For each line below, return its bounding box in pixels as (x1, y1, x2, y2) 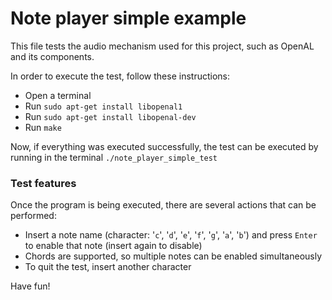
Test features (10, 176, 77, 190)
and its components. (10, 50, 95, 62)
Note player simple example (10, 7, 247, 30)
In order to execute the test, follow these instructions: (10, 70, 231, 82)
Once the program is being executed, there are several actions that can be (10, 199, 317, 211)
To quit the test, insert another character (24, 261, 192, 273)
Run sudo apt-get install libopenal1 (24, 100, 183, 112)
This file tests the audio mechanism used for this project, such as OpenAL (10, 40, 315, 52)
